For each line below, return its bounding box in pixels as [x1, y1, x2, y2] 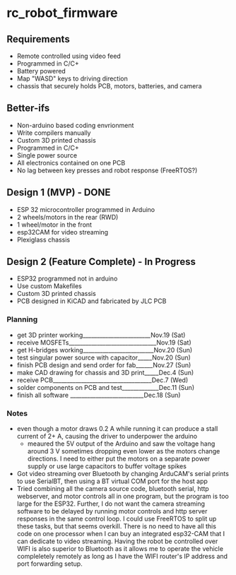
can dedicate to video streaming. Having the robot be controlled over [16, 537, 218, 545]
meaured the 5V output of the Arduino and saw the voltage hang [27, 439, 216, 448]
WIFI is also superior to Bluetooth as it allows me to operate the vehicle [16, 545, 224, 553]
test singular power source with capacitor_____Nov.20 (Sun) [16, 353, 191, 362]
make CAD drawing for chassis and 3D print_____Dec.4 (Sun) [16, 368, 194, 377]
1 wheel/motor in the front [16, 220, 93, 229]
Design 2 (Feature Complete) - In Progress [6, 256, 196, 268]
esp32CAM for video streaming [16, 227, 109, 236]
